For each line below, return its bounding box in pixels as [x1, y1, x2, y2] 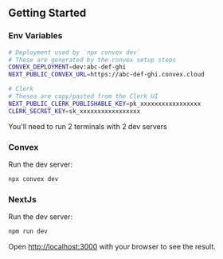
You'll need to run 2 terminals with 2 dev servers [8, 121, 167, 131]
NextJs [8, 194, 37, 205]
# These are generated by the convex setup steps [8, 56, 177, 64]
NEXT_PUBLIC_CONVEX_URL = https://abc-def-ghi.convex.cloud [8, 71, 205, 79]
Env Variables [8, 30, 63, 41]
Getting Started [8, 6, 87, 20]
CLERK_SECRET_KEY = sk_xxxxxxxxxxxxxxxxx [8, 107, 141, 115]
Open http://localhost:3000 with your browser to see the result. [8, 242, 217, 252]
